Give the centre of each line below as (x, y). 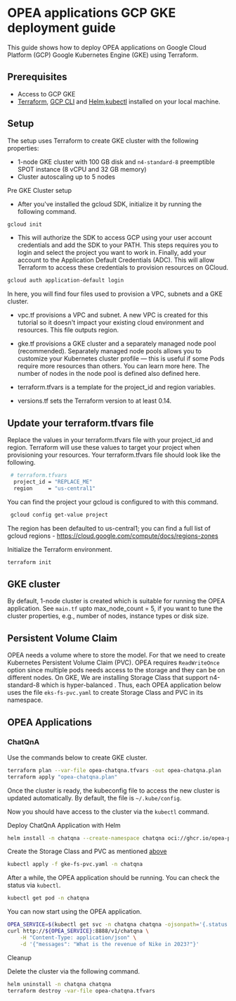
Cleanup (19, 957)
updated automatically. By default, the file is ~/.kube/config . (94, 798)
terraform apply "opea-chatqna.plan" (63, 777)
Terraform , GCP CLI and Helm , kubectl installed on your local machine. (119, 101)
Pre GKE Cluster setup (40, 190)
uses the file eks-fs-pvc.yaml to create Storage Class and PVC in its (105, 693)
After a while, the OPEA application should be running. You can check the (113, 878)
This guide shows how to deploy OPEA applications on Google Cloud (107, 47)
